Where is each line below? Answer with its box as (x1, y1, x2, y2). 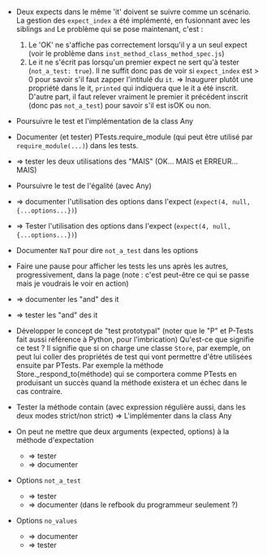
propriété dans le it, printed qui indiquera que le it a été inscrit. (28, 83, 239, 93)
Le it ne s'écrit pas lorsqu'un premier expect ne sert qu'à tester (28, 57, 239, 67)
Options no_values (15, 516, 78, 525)
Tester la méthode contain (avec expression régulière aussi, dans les (15, 402, 246, 412)
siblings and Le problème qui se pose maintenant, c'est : (15, 24, 204, 33)
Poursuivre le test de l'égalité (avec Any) (15, 181, 152, 190)
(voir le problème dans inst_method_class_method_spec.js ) (28, 49, 225, 58)
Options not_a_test (15, 475, 81, 485)
